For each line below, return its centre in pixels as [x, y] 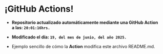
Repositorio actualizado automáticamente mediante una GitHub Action [85, 22]
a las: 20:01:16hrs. [31, 27]
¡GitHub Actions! [39, 9]
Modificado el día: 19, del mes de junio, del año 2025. [69, 37]
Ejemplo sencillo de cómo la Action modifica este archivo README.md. [83, 46]
